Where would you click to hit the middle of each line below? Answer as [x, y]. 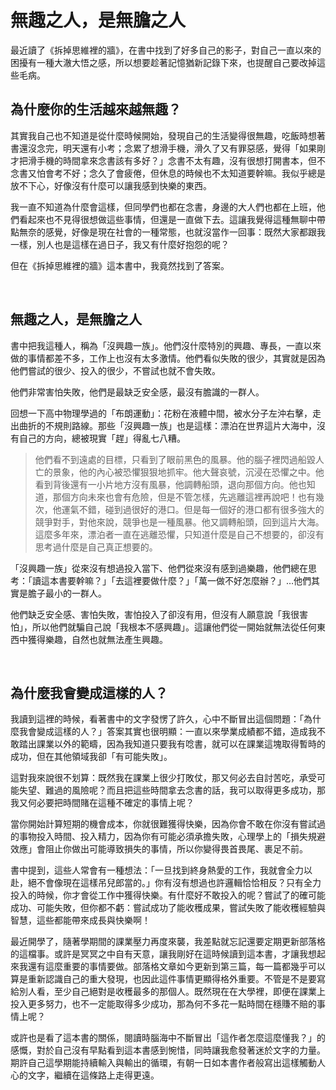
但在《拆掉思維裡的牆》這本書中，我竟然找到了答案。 [120, 265]
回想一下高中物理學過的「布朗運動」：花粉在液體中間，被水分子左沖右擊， [161, 413]
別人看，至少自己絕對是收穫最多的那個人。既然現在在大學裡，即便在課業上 [172, 992]
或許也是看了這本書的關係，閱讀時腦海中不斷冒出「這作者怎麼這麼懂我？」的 [168, 1038]
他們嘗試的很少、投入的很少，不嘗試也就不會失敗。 [115, 370]
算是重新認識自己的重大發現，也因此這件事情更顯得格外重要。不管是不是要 [163, 979]
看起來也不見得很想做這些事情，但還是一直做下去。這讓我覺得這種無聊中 [167, 219]
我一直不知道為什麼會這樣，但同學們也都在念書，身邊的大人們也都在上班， [163, 207]
